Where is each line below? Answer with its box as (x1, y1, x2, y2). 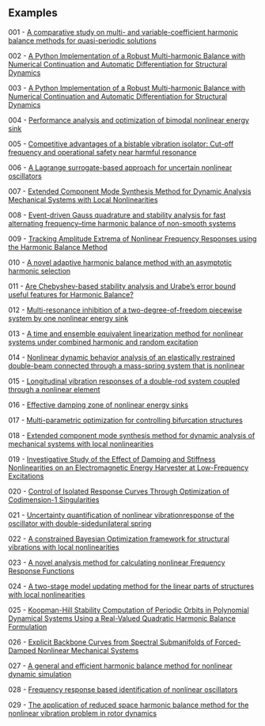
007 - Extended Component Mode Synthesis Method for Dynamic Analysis (8, 186, 252, 196)
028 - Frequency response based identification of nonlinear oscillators (8, 684, 238, 694)
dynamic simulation (8, 669, 72, 679)
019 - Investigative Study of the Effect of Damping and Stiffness (8, 454, 216, 463)
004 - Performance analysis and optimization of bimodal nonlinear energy (8, 115, 249, 125)
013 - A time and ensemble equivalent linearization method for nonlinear (8, 328, 244, 338)
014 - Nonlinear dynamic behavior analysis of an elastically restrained (8, 352, 236, 362)
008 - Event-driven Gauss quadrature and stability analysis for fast (8, 210, 226, 220)
